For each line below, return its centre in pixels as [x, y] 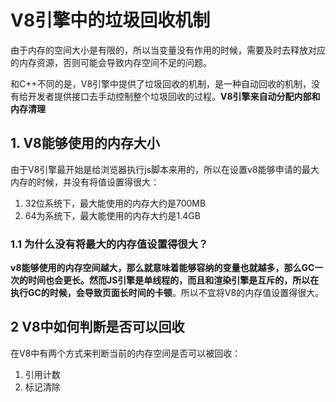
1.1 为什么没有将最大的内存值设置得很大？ [109, 244]
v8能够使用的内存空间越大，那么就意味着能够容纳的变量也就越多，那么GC [162, 268]
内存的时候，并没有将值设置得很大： [85, 182]
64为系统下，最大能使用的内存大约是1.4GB [112, 215]
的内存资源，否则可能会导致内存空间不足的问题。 [111, 62]
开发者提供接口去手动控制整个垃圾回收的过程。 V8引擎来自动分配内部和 [174, 96]
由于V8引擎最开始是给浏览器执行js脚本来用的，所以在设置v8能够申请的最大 [165, 169]
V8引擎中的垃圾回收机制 [110, 20]
